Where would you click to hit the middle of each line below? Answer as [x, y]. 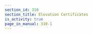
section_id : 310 [22, 10]
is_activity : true [24, 19]
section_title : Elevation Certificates [46, 14]
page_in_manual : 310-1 [28, 24]
